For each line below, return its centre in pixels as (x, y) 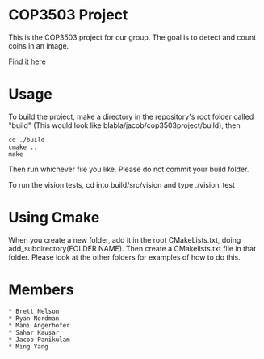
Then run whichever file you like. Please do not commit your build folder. (129, 169)
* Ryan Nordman (34, 318)
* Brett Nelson (34, 311)
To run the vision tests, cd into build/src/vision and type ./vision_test (122, 184)
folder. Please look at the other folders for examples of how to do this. (124, 257)
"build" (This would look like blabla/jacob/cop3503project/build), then (124, 125)
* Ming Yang (28, 346)
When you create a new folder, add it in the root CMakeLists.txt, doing (125, 239)
